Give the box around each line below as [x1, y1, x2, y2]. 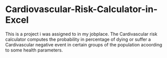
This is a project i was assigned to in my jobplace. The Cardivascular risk [5, 31, 157, 37]
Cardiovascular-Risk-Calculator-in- [5, 4, 158, 15]
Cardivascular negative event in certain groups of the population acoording [5, 41, 162, 47]
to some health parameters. [5, 47, 63, 53]
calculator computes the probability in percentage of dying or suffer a [5, 36, 151, 42]
